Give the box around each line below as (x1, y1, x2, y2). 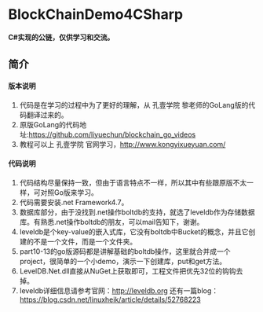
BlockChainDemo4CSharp (8, 6, 183, 24)
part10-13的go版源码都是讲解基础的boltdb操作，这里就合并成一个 (19, 246, 231, 256)
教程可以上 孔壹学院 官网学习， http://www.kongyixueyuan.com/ (19, 139, 226, 149)
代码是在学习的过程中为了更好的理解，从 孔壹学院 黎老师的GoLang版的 (19, 100, 249, 109)
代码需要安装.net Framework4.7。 (19, 197, 129, 207)
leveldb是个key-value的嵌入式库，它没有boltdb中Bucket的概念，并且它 (19, 226, 249, 237)
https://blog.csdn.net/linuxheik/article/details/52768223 (19, 295, 202, 304)
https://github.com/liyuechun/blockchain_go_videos (28, 130, 196, 139)
